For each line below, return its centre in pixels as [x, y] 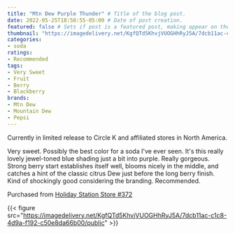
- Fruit [19, 79]
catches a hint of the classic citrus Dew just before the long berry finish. [111, 173]
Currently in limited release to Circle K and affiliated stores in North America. [117, 138]
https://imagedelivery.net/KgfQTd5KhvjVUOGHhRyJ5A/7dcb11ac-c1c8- [125, 215]
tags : [15, 66]
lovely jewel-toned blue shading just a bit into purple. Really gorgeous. [108, 159]
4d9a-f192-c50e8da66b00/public [56, 222]
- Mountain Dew [29, 111]
